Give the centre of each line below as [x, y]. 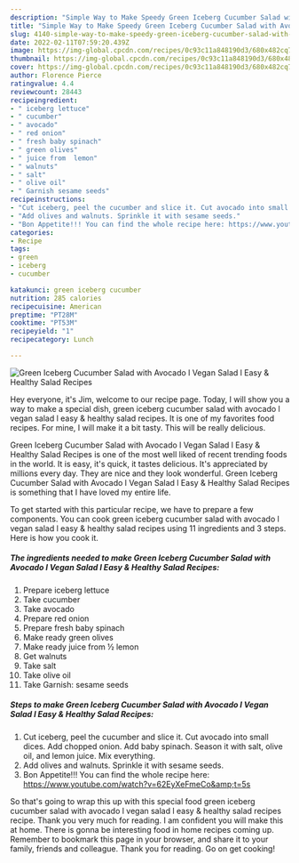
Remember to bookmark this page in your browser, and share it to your [139, 839]
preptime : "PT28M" [44, 315]
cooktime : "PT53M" [44, 323]
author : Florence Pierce [56, 76]
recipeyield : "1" [42, 331]
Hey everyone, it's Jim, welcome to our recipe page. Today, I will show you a [150, 399]
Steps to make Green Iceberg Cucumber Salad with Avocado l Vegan [139, 705]
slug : [20, 34]
